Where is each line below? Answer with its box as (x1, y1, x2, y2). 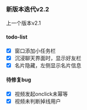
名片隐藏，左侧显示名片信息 (14, 61, 82, 68)
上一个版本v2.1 (6, 19, 41, 27)
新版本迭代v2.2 (6, 5, 50, 13)
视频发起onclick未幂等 (14, 90, 68, 97)
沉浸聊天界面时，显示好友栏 (14, 54, 82, 61)
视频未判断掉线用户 (14, 98, 61, 105)
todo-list (6, 33, 28, 40)
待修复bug (6, 76, 32, 83)
